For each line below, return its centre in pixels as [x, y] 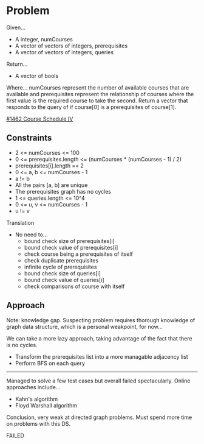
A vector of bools [37, 76]
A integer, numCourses [44, 39]
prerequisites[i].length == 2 [49, 166]
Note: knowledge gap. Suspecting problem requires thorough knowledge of [101, 320]
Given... [16, 27]
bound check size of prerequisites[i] [70, 241]
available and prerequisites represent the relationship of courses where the [100, 94]
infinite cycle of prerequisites [60, 267]
